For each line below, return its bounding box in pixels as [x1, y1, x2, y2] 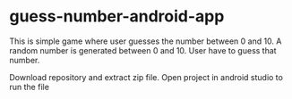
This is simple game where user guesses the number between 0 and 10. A [9, 36, 282, 46]
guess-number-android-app [9, 6, 225, 27]
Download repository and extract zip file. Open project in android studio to [9, 71, 284, 82]
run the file [9, 81, 49, 92]
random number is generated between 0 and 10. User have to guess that [9, 45, 277, 55]
